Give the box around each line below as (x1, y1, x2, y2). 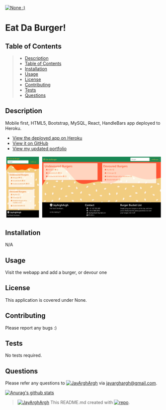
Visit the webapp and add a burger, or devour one (5, 269, 107, 275)
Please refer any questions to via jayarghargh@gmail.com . (5, 380, 158, 386)
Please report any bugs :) (5, 325, 57, 331)
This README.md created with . (50, 400, 130, 406)
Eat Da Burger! (5, 22, 66, 33)
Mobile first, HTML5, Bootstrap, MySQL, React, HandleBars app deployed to (5, 120, 161, 126)
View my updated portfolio (12, 145, 67, 152)
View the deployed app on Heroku (12, 135, 83, 141)
